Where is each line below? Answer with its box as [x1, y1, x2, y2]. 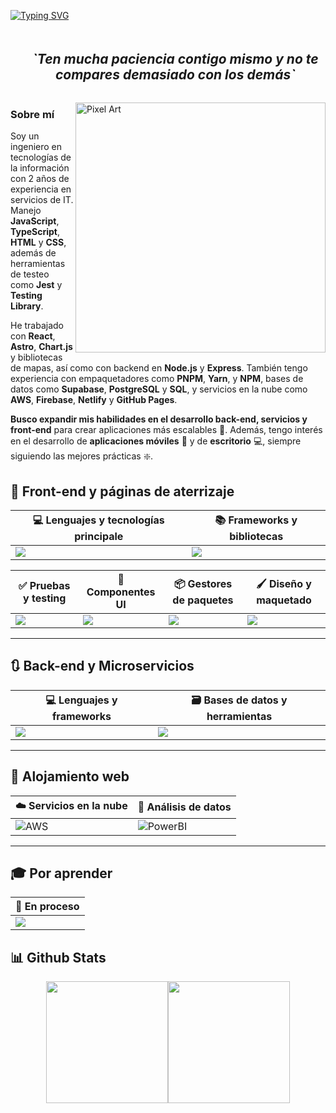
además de [10, 247, 57, 259]
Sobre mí [10, 107, 55, 121]
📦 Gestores [173, 577, 233, 591]
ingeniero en [10, 141, 63, 153]
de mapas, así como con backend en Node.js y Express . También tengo [10, 362, 308, 374]
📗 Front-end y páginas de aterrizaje [10, 483, 235, 500]
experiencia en [10, 183, 72, 195]
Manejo [10, 205, 42, 217]
